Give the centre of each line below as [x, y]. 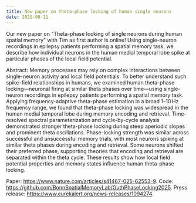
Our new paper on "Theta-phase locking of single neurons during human [94, 33]
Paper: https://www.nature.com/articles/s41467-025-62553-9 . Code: [90, 181]
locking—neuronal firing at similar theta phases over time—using [84, 89]
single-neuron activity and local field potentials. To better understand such [96, 76]
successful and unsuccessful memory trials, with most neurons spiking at [95, 138]
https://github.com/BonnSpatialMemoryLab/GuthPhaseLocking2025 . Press [97, 187]
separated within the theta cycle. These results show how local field [88, 157]
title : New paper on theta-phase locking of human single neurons [89, 11]
